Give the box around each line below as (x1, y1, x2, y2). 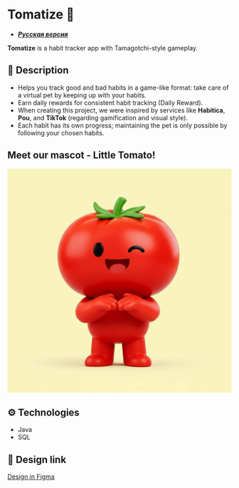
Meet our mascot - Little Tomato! (7, 149, 156, 161)
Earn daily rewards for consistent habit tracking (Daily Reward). (17, 98, 203, 107)
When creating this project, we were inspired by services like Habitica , (17, 106, 225, 115)
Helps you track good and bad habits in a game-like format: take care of (17, 83, 229, 92)
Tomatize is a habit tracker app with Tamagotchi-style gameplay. (7, 43, 198, 52)
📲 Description (7, 64, 69, 77)
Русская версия (17, 30, 68, 38)
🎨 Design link (7, 453, 66, 465)
